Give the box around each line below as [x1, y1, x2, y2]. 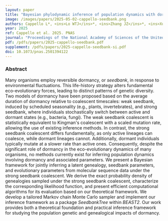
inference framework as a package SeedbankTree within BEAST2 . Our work [5, 199, 161, 205]
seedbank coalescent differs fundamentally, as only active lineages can [5, 130, 152, 136]
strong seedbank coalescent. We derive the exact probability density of [5, 172, 152, 178]
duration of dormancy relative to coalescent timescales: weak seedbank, [5, 98, 155, 104]
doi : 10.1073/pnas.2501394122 [5, 49, 68, 54]
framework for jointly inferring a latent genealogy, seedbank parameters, [5, 162, 155, 168]
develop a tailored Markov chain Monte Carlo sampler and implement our [5, 193, 156, 200]
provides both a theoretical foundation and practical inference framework [5, 204, 156, 210]
